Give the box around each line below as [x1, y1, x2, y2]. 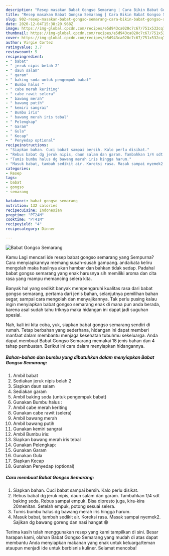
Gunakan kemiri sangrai [13, 426, 62, 432]
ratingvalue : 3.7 [6, 45, 42, 50]
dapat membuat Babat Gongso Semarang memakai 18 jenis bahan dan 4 [6, 337, 155, 344]
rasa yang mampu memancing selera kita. [6, 275, 92, 282]
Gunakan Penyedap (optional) [13, 463, 75, 469]
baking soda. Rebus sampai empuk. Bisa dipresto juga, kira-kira [13, 498, 145, 504]
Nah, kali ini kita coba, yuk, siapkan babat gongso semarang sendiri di [6, 322, 150, 328]
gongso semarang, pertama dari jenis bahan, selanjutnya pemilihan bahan [6, 291, 158, 297]
